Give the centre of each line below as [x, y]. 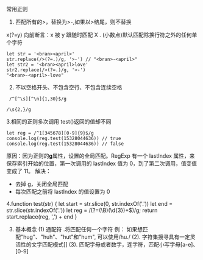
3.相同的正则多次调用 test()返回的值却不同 [59, 121]
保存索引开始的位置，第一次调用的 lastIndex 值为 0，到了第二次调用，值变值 [101, 163]
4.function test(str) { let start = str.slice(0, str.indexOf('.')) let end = [89, 204]
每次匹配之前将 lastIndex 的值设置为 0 [62, 191]
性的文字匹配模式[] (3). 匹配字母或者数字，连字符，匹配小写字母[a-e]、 [109, 244]
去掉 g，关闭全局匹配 [42, 184]
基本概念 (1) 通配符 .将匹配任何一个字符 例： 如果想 [79, 229]
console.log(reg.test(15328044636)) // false [65, 144]
